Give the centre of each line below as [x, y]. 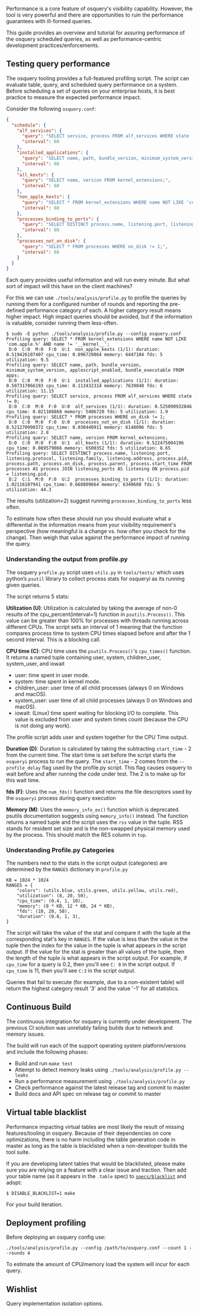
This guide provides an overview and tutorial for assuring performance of [96, 33]
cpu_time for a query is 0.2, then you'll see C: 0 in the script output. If [91, 964]
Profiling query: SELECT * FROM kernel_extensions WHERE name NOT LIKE [96, 339]
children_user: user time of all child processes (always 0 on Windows [99, 688]
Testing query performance [58, 64]
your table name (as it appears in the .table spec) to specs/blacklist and [96, 1176]
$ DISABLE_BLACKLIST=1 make [41, 1193]
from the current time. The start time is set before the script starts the [91, 755]
